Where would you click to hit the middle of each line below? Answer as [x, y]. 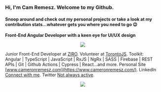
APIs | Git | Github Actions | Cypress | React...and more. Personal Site [76, 64]
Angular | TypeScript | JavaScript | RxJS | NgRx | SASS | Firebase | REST [79, 59]
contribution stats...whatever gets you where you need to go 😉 [71, 24]
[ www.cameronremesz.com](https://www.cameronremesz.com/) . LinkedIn [81, 70]
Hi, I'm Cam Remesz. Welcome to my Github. [60, 7]
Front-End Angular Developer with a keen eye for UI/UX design [70, 35]
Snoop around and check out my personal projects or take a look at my [79, 19]
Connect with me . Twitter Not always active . [50, 75]
